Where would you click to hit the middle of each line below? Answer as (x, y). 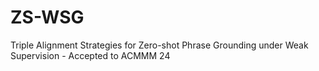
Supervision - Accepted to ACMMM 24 (90, 55)
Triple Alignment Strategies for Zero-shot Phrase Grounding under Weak (159, 45)
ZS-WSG (47, 17)
